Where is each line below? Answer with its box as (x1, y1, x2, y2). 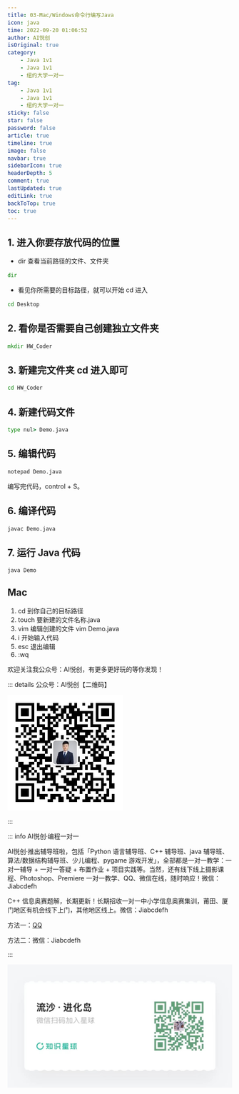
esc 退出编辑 (17, 642, 56, 651)
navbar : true (7, 154, 46, 162)
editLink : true (7, 192, 53, 199)
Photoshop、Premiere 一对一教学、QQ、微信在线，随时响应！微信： (19, 873, 221, 882)
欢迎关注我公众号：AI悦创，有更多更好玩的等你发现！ (7, 665, 164, 673)
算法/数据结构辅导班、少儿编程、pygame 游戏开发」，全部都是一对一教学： (7, 855, 226, 864)
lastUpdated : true (7, 185, 62, 192)
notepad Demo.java (7, 468, 62, 475)
